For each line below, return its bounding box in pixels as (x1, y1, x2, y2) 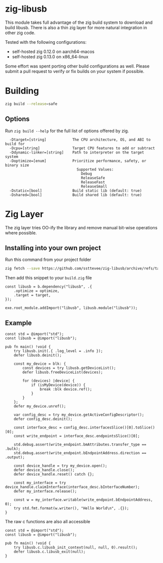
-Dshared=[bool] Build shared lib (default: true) (9, 192, 142, 197)
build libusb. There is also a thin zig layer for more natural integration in (5, 24, 147, 30)
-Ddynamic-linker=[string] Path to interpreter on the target (9, 150, 145, 155)
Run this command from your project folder (5, 256, 91, 263)
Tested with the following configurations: (5, 39, 87, 45)
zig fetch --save (5, 266, 40, 271)
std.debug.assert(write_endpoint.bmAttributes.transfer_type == (14, 442, 147, 447)
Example (5, 319, 32, 327)
